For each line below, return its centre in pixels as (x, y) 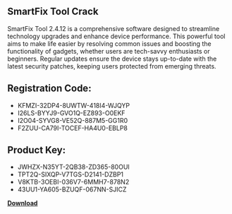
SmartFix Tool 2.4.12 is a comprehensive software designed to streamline (114, 28)
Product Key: (36, 150)
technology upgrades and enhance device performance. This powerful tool (116, 36)
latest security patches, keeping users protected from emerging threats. (112, 66)
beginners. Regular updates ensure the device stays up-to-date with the (112, 59)
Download (23, 203)
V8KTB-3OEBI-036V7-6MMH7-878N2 (73, 182)
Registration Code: (49, 89)
